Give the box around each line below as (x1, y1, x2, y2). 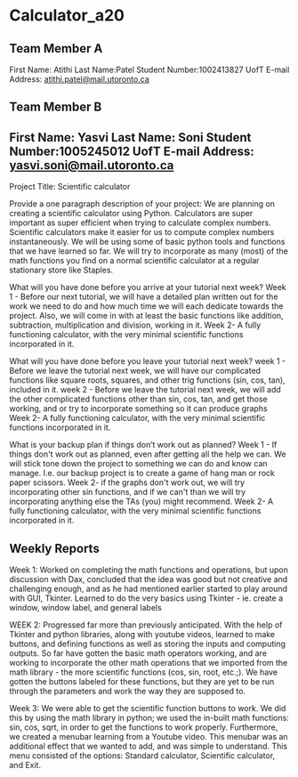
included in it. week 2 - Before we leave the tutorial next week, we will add (9, 384, 282, 395)
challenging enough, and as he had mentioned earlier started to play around (9, 584, 287, 595)
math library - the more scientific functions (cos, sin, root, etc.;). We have (9, 667, 278, 677)
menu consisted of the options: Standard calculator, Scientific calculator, (9, 750, 276, 761)
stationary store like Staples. (9, 264, 114, 276)
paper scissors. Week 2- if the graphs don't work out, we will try (9, 477, 246, 488)
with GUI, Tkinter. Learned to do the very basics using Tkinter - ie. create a (9, 593, 284, 603)
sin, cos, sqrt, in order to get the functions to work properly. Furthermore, (9, 722, 278, 732)
